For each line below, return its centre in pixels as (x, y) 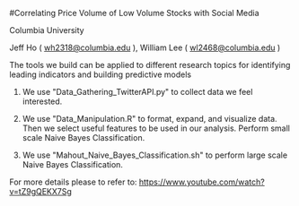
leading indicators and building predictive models (100, 74)
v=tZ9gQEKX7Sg (40, 191)
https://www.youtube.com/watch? (202, 182)
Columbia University (47, 30)
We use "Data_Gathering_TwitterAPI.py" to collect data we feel (137, 92)
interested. (42, 101)
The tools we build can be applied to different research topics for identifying (150, 65)
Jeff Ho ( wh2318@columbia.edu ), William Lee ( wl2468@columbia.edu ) (145, 47)
